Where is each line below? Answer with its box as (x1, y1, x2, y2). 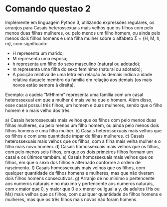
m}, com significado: (5, 40, 48, 46)
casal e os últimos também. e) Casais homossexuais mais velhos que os (5, 154, 154, 160)
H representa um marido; (12, 50, 64, 56)
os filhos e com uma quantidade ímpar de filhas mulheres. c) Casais (5, 133, 145, 139)
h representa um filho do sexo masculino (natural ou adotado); (12, 61, 141, 67)
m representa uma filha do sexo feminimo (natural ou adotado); (12, 66, 142, 72)
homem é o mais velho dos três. (5, 107, 71, 113)
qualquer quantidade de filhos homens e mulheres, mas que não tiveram (5, 170, 154, 176)
